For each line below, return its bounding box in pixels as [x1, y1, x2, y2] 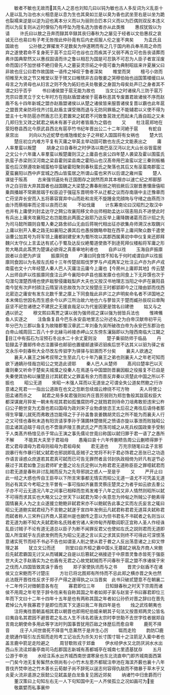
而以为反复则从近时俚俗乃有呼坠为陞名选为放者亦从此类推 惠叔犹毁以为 [5, 24, 162, 30]
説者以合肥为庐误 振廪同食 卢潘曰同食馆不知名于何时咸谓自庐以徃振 [5, 252, 163, 259]
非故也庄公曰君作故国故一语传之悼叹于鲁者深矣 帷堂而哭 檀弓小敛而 [5, 69, 163, 74]
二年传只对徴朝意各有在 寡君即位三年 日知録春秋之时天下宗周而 [9, 583, 158, 589]
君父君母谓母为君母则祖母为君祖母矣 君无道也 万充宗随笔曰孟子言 [5, 443, 158, 449]
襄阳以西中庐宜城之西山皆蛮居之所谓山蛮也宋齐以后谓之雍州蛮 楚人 [14, 170, 162, 176]
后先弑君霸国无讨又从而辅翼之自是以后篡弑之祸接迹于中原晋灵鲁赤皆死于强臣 [5, 551, 165, 557]
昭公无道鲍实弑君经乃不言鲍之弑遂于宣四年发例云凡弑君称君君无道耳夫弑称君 [5, 507, 165, 513]
